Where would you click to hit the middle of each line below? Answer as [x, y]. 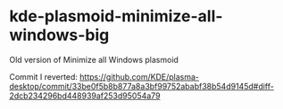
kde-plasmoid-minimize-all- [116, 16]
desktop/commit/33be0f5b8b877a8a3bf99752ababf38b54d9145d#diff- [141, 86]
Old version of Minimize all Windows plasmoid [94, 59]
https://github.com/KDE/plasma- [139, 76]
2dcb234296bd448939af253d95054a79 [85, 96]
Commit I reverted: [44, 76]
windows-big [59, 35]
